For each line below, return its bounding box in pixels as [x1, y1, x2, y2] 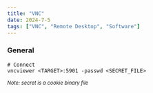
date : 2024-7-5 [7, 17, 51, 23]
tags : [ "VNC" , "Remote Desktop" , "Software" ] [7, 23, 140, 30]
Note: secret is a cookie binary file [7, 79, 89, 86]
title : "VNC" [7, 10, 45, 17]
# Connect [7, 61, 36, 68]
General [7, 45, 34, 55]
